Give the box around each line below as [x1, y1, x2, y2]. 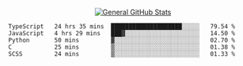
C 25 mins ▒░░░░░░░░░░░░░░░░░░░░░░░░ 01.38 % [8, 43, 236, 51]
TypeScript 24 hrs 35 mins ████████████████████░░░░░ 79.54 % [8, 23, 236, 31]
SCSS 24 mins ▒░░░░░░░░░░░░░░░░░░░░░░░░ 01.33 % [8, 50, 236, 58]
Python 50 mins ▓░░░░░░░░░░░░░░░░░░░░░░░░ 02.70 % [8, 36, 236, 44]
